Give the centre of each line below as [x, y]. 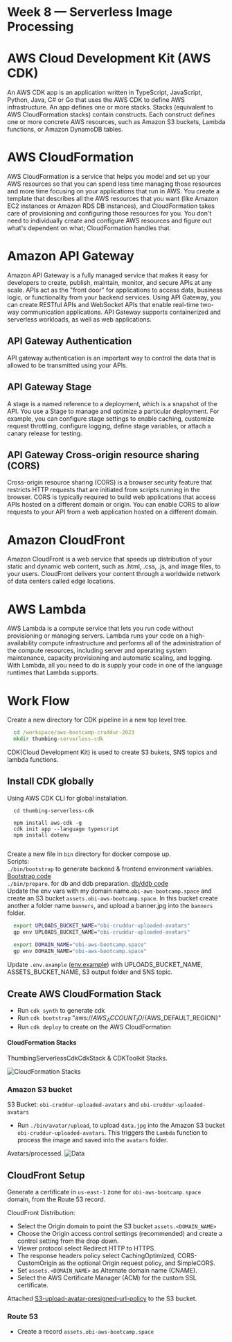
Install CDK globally [51, 782]
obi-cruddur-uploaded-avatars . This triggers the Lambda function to [112, 1133]
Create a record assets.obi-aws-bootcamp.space [86, 1332]
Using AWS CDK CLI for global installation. [68, 798]
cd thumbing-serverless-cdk [54, 811]
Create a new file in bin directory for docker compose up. [89, 854]
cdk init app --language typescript [66, 829]
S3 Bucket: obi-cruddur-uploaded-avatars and [73, 1105]
